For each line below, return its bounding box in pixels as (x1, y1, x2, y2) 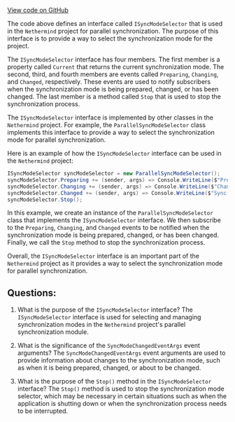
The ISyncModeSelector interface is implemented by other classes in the (7, 113, 213, 122)
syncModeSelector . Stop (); (7, 196, 83, 203)
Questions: (7, 286, 57, 299)
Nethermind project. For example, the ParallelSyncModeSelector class (7, 121, 206, 129)
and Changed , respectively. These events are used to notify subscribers (7, 78, 211, 86)
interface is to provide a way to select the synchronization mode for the (7, 34, 213, 43)
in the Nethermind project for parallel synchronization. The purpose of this (7, 27, 219, 35)
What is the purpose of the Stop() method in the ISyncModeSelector (17, 377, 212, 386)
